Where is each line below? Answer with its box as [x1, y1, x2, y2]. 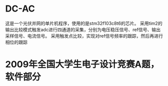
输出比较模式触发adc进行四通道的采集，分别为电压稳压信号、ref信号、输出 [5, 26, 161, 33]
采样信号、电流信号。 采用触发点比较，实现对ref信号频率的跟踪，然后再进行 [5, 33, 163, 39]
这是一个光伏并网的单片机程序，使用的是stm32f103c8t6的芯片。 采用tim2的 [5, 20, 163, 26]
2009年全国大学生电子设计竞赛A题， [5, 59, 159, 70]
